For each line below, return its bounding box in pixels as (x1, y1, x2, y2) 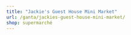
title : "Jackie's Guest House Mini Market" (6, 8, 118, 15)
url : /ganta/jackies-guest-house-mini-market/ (6, 14, 126, 20)
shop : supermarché (6, 20, 53, 26)
